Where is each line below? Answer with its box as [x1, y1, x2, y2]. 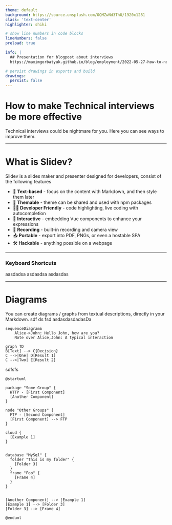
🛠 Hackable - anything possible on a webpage [12, 240, 113, 246]
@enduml [5, 515, 22, 520]
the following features [5, 179, 52, 184]
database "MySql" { [5, 453, 47, 458]
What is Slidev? [5, 156, 73, 168]
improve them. [5, 134, 36, 140]
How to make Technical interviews [5, 100, 155, 112]
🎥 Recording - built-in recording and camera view [12, 226, 118, 233]
